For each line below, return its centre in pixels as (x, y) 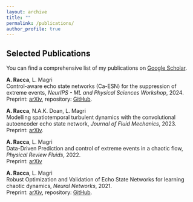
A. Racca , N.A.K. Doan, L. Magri (46, 111)
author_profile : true (34, 29)
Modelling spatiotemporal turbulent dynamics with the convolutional (91, 117)
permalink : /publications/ (40, 23)
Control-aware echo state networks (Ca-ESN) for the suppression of (91, 86)
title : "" (19, 18)
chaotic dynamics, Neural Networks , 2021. (59, 186)
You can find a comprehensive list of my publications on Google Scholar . (97, 68)
